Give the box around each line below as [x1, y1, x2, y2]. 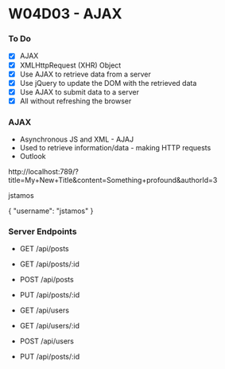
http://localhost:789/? [8, 167, 80, 177]
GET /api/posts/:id [19, 259, 80, 269]
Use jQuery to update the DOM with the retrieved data [19, 78, 197, 87]
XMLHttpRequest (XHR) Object [19, 60, 122, 70]
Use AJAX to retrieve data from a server [19, 69, 151, 79]
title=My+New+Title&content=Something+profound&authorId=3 [8, 176, 218, 185]
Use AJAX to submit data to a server [19, 87, 139, 96]
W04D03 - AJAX [8, 5, 122, 23]
